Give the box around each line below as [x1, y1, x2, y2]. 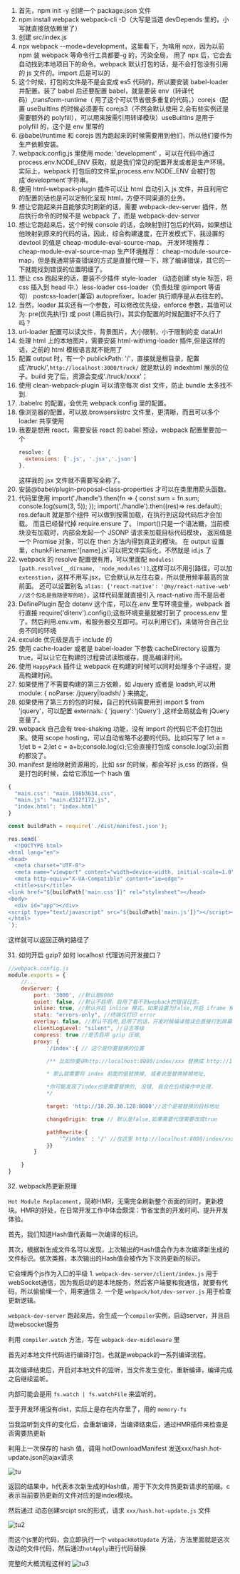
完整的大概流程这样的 [8, 1559, 71, 1568]
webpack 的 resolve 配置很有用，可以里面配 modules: [18, 555, 175, 563]
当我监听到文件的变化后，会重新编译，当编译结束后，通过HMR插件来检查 [8, 1420, 223, 1428]
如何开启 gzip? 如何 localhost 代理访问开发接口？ [18, 951, 162, 959]
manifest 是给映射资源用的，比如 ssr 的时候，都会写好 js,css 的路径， [18, 760, 222, 769]
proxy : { [33, 1038, 60, 1045]
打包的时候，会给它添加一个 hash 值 [24, 769, 130, 777]
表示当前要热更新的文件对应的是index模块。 [8, 1491, 137, 1499]
